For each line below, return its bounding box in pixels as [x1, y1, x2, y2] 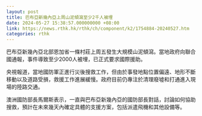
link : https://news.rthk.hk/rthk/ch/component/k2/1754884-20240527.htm [6, 25, 189, 32]
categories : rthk [6, 31, 50, 37]
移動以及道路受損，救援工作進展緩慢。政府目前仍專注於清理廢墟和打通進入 [6, 76, 191, 83]
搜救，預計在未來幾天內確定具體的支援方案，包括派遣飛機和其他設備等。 [6, 103, 185, 111]
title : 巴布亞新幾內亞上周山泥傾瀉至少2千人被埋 [6, 14, 113, 20]
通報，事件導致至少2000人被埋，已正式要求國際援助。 [11, 56, 146, 63]
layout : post [6, 8, 39, 15]
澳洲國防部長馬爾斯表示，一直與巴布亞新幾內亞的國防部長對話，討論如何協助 [6, 96, 196, 103]
